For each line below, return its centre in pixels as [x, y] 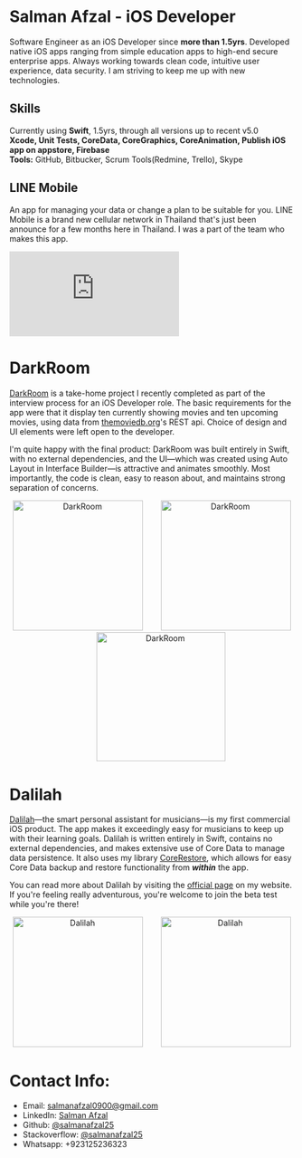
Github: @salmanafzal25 [68, 1125]
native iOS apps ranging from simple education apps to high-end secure [144, 51]
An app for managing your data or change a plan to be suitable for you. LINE [151, 209]
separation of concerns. [54, 487]
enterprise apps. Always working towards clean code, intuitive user [135, 61]
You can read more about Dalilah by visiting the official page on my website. [151, 885]
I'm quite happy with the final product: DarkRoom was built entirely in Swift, [150, 449]
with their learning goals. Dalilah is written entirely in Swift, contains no [141, 838]
